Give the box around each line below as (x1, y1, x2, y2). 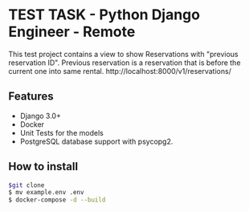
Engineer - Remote (8, 22, 136, 41)
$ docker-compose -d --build (8, 196, 106, 204)
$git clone (8, 181, 45, 190)
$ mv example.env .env (8, 189, 84, 197)
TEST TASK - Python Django (8, 6, 201, 24)
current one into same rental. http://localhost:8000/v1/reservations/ (8, 66, 231, 75)
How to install (8, 160, 79, 173)
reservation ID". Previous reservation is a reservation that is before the (8, 58, 241, 67)
